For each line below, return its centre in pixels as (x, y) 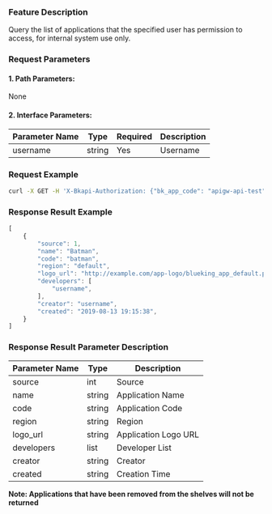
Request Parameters (49, 59)
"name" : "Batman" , (68, 251)
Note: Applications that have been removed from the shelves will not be (132, 494)
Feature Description (49, 12)
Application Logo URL (158, 434)
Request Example (43, 174)
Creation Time (143, 474)
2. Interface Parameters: (50, 115)
